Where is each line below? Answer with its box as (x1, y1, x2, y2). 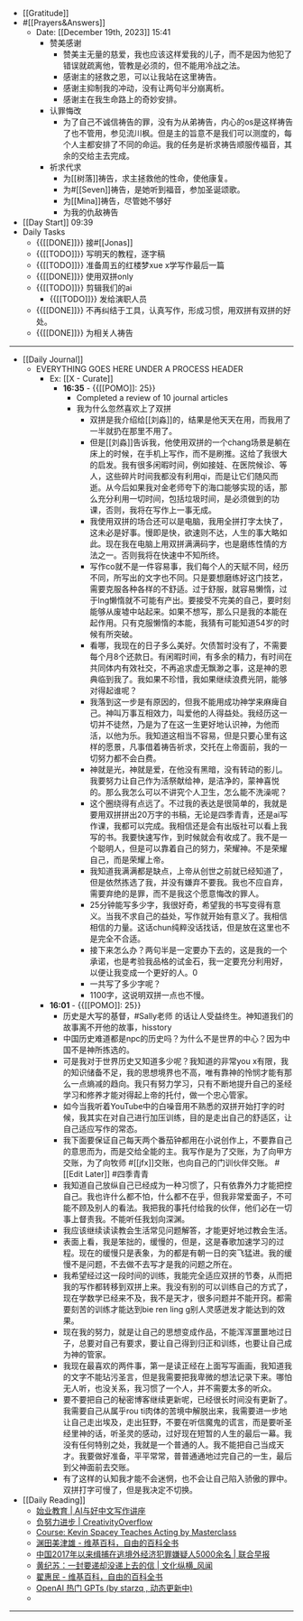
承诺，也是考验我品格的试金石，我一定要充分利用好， (89, 956, 288, 967)
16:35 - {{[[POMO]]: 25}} (62, 383, 156, 394)
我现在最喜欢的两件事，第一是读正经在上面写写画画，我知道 (62, 1360, 285, 1371)
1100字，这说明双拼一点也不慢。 (89, 990, 209, 1000)
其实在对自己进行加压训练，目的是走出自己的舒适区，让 (87, 1112, 293, 1123)
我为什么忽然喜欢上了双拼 (76, 403, 171, 413)
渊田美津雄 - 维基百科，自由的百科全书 (35, 1538, 179, 1548)
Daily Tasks (22, 227, 66, 237)
